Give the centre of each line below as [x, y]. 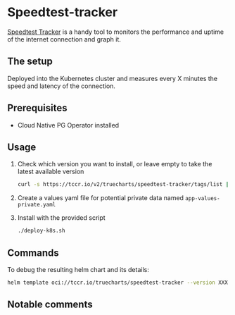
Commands [33, 253]
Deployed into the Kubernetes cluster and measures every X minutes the [113, 78]
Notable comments [50, 305]
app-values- [203, 199]
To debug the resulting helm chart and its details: [78, 269]
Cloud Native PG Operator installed [68, 125]
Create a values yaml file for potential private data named [101, 198]
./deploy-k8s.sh [41, 231]
